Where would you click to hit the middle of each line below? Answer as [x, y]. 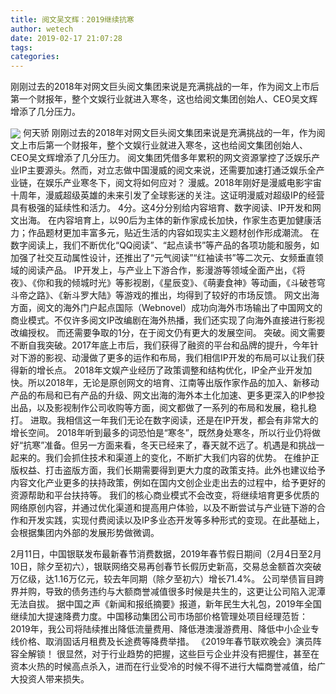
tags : [21, 47]
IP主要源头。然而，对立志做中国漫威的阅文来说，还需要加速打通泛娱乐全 [167, 170]
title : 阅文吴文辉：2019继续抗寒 [72, 19]
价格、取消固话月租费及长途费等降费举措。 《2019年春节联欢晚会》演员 [165, 642]
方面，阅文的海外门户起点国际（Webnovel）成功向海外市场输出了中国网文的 [166, 308]
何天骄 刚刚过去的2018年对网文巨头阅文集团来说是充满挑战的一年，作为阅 [174, 133]
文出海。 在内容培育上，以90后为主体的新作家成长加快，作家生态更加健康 [161, 220]
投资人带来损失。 [54, 679]
